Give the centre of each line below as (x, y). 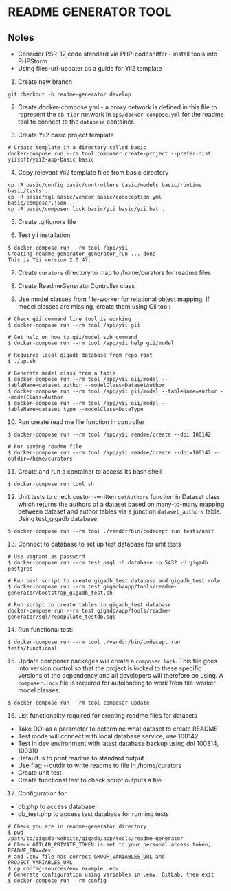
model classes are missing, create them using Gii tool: (94, 306)
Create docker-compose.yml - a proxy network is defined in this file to (117, 107)
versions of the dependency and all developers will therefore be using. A (121, 675)
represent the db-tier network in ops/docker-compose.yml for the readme (121, 114)
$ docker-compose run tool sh (51, 484)
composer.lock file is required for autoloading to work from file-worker (117, 683)
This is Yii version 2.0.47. (49, 260)
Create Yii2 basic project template (66, 135)
